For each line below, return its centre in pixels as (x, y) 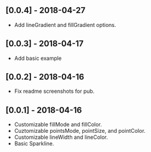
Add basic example (38, 58)
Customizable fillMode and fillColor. (58, 124)
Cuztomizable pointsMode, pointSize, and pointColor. (80, 131)
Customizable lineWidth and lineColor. (61, 137)
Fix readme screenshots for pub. (54, 91)
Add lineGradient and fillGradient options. (65, 25)
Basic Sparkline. (34, 144)
